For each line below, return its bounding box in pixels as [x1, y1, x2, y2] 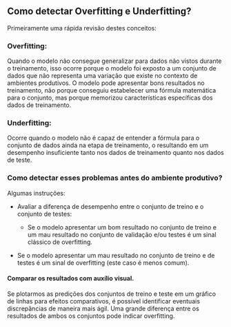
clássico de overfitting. [27, 238, 93, 246]
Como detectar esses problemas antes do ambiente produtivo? [7, 173, 223, 183]
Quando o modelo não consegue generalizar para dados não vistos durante [7, 57, 222, 65]
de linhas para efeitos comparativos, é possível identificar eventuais [7, 297, 201, 305]
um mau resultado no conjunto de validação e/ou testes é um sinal [27, 230, 217, 239]
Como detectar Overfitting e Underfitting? [7, 6, 192, 17]
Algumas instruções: [7, 189, 66, 197]
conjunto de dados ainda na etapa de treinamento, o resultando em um [7, 141, 209, 149]
